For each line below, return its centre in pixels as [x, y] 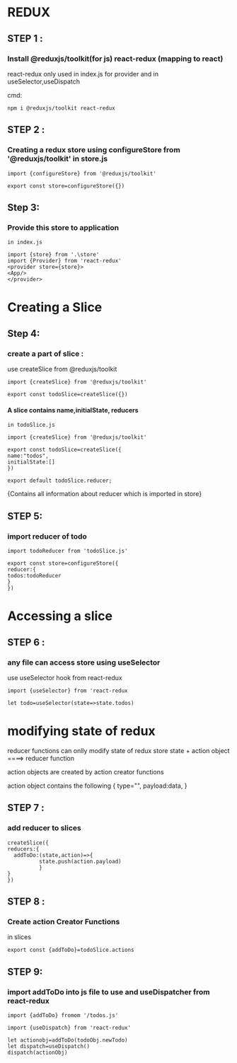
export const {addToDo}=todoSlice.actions [71, 950]
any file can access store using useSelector [84, 662]
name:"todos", [28, 456]
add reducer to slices [44, 828]
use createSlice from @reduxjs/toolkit [62, 369]
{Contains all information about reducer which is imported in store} [105, 494]
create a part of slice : [46, 353]
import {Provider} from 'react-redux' [64, 261]
